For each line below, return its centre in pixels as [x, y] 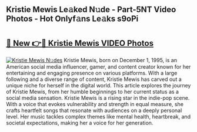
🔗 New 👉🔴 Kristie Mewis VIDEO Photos [80, 43]
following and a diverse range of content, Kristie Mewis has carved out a [94, 79]
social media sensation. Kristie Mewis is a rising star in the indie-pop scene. [98, 98]
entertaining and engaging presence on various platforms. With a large [92, 73]
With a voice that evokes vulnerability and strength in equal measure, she [95, 104]
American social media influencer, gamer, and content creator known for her [98, 67]
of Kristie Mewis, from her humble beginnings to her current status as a [93, 92]
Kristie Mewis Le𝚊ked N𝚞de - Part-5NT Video [91, 10]
